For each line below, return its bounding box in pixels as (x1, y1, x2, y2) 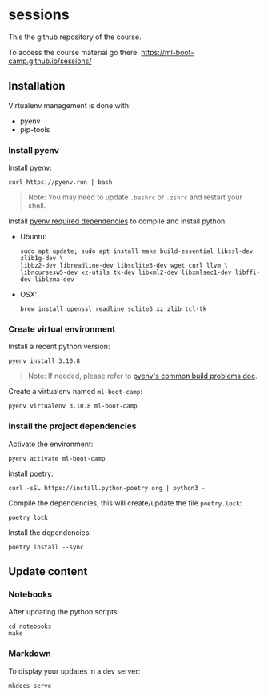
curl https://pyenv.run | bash (8, 179, 113, 187)
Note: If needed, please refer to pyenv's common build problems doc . (27, 371, 258, 381)
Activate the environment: (8, 439, 94, 449)
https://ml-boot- (141, 47, 194, 57)
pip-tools (19, 124, 50, 134)
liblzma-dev (34, 276, 74, 284)
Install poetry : (8, 469, 54, 478)
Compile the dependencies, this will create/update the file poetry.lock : (8, 498, 242, 508)
